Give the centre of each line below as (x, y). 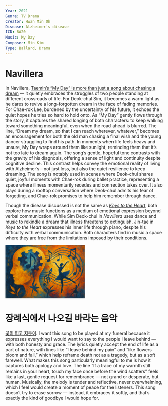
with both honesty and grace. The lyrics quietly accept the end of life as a (82, 344)
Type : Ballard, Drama (28, 48)
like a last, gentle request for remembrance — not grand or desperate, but (82, 377)
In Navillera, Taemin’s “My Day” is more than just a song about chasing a (80, 88)
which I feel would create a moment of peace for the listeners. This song (80, 387)
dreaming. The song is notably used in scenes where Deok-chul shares (79, 174)
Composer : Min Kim (24, 43)
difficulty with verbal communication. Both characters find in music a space (84, 232)
